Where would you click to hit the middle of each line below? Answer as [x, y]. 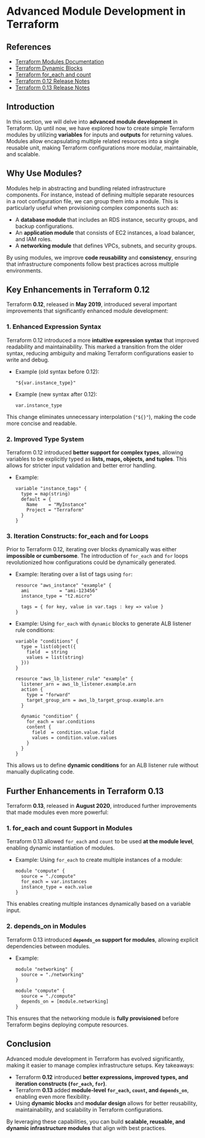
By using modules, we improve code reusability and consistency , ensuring [102, 257]
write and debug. [28, 360]
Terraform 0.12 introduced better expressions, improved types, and [102, 1077]
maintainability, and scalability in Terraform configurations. [89, 1109]
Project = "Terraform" [55, 510]
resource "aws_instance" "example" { [63, 586]
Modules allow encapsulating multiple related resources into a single [93, 141]
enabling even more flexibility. [53, 1096]
